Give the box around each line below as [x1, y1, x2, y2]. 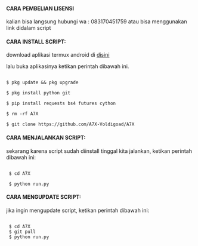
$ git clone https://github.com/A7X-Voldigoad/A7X [6, 121, 135, 128]
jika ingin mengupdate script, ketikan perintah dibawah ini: [6, 207, 150, 214]
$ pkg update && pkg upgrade [6, 79, 79, 86]
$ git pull [8, 229, 36, 235]
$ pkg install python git [6, 90, 70, 96]
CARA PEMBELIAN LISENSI [6, 5, 75, 12]
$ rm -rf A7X [6, 111, 39, 117]
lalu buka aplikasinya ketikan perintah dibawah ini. [6, 63, 129, 70]
